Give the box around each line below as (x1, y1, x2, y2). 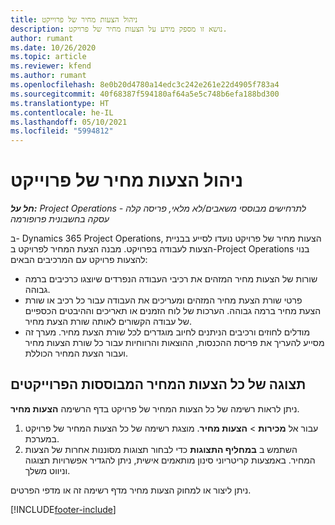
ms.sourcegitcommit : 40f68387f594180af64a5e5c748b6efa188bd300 (10, 89, 280, 99)
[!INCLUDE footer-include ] (10, 503, 117, 515)
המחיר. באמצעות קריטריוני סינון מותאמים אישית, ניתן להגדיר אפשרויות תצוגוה (24, 454, 316, 466)
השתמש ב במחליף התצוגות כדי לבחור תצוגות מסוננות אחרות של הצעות (24, 443, 298, 455)
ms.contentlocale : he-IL (10, 107, 114, 118)
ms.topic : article (10, 52, 87, 62)
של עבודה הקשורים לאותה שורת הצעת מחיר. (24, 316, 193, 328)
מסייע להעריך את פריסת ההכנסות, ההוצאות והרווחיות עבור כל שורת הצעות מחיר (24, 337, 325, 349)
